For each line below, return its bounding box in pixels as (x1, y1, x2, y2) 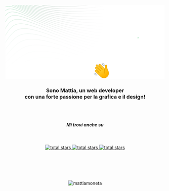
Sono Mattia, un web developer (46, 87, 124, 94)
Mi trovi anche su (66, 122, 104, 128)
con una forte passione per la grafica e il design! (24, 93, 146, 101)
